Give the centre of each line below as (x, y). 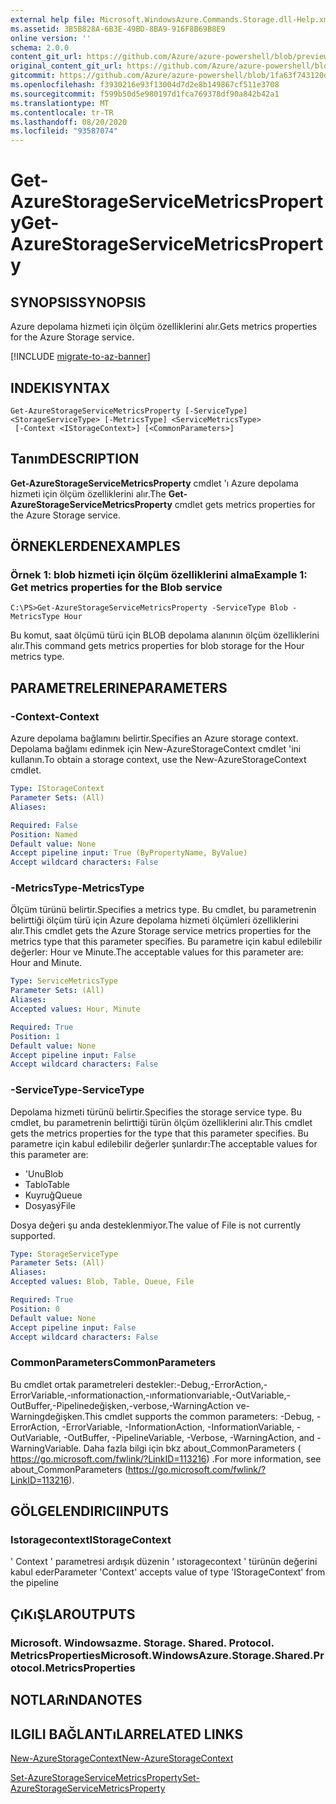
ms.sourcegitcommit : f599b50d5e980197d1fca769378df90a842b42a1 (145, 94)
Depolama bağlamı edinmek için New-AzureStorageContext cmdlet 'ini (156, 749)
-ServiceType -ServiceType (77, 1090)
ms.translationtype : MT (60, 103)
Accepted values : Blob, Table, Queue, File (102, 1282)
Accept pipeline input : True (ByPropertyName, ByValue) (129, 853)
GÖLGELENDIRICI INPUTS (90, 1511)
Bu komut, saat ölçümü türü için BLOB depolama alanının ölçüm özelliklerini (165, 635)
